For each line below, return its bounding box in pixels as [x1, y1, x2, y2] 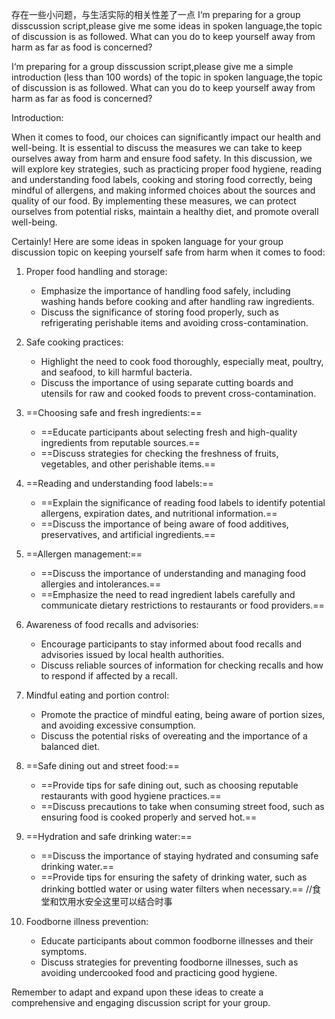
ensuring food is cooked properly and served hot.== [40, 811, 258, 823]
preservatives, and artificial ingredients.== [40, 529, 216, 540]
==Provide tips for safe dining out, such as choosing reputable [40, 779, 299, 791]
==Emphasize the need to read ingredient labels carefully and [40, 589, 296, 600]
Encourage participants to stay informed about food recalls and [40, 638, 303, 650]
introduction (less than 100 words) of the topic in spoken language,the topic [11, 71, 324, 83]
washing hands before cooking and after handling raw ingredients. [40, 296, 315, 307]
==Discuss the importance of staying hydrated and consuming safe [40, 850, 319, 862]
